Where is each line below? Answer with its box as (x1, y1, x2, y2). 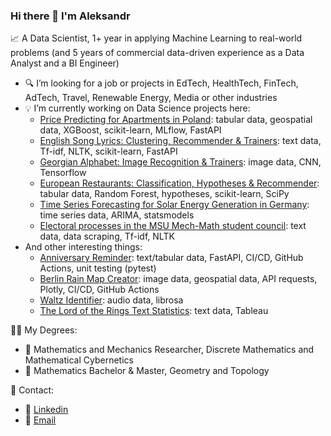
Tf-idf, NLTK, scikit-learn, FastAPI (39, 145, 178, 158)
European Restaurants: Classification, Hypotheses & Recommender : (39, 177, 320, 189)
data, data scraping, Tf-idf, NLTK (39, 230, 175, 243)
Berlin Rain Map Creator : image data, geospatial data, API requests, (39, 273, 318, 285)
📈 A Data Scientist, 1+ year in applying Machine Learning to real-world (10, 32, 303, 44)
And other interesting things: (24, 241, 143, 253)
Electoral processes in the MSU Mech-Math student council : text (39, 220, 307, 232)
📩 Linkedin (24, 404, 69, 416)
